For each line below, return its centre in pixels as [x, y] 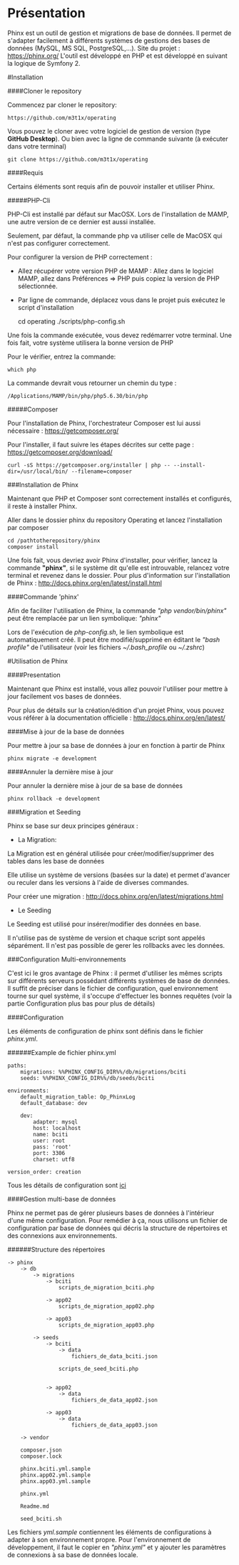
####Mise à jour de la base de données [66, 731]
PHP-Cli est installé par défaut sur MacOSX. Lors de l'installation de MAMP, [118, 214]
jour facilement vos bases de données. [64, 696]
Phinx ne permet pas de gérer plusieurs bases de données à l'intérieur [111, 1213]
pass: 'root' [52, 1147]
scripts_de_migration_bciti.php [106, 1287]
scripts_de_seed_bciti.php [98, 1369]
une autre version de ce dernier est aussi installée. [81, 221]
